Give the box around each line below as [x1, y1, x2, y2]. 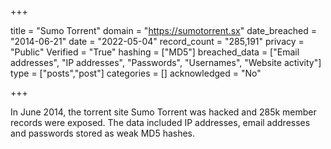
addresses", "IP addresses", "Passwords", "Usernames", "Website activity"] [10, 57, 322, 68]
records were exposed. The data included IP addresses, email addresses [10, 117, 311, 128]
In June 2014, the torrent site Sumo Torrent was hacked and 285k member [10, 106, 317, 118]
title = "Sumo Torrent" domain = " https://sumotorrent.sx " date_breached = [10, 25, 318, 36]
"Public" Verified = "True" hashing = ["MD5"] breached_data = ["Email [10, 46, 300, 58]
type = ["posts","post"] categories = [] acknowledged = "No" [10, 67, 262, 79]
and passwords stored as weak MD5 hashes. [10, 127, 196, 139]
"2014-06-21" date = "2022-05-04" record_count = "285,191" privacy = [10, 36, 305, 47]
